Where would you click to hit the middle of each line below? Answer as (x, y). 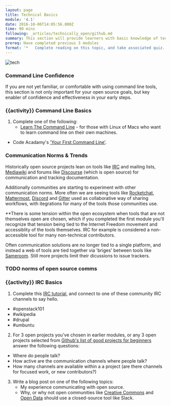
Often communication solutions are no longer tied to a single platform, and (83, 245)
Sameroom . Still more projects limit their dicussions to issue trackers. (78, 255)
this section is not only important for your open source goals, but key (78, 92)
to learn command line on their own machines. (69, 132)
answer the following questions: (46, 345)
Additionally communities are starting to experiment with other (71, 187)
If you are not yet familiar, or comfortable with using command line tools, (81, 86)
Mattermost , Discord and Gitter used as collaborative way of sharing (77, 198)
